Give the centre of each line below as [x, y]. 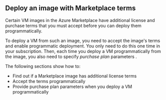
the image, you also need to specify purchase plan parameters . [71, 56]
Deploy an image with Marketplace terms [70, 8]
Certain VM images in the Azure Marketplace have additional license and [80, 20]
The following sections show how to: [43, 66]
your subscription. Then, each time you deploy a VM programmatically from [83, 51]
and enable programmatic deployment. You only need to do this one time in [83, 46]
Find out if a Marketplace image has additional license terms [74, 76]
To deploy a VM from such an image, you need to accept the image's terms [83, 40]
